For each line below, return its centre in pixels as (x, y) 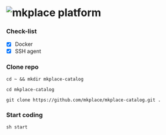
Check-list (21, 32)
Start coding (25, 115)
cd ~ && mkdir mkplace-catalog (45, 79)
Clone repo (22, 67)
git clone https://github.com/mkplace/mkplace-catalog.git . (84, 100)
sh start (17, 127)
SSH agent (28, 51)
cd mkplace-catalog (30, 89)
